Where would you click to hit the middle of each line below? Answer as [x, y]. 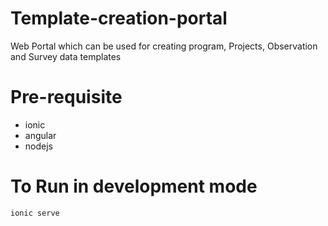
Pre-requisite [66, 97]
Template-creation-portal [119, 18]
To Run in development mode [134, 186]
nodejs [38, 146]
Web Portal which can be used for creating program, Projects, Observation [164, 46]
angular [40, 135]
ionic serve [35, 213]
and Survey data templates [66, 56]
